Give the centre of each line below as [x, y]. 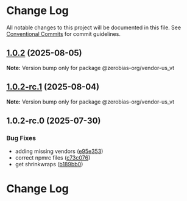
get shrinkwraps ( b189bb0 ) [49, 164]
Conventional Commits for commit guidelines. [63, 33]
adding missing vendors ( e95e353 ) [59, 151]
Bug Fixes [21, 138]
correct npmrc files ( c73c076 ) [53, 158]
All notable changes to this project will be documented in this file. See [94, 27]
